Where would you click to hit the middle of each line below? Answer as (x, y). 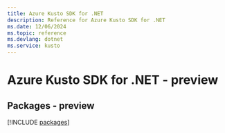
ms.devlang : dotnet (35, 39)
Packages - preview (51, 106)
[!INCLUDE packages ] (38, 122)
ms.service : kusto (34, 46)
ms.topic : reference (37, 33)
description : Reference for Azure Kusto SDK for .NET (87, 20)
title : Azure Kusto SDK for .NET (55, 14)
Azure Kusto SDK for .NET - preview (113, 80)
